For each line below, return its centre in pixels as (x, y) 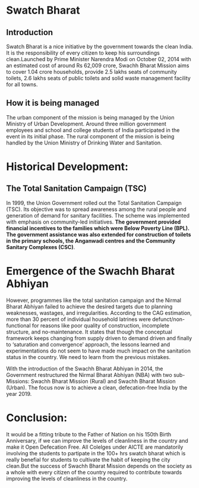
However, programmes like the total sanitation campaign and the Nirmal (94, 300)
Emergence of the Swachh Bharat (91, 271)
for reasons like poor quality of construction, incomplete (100, 325)
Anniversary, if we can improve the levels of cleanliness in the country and (97, 440)
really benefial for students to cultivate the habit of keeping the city (88, 459)
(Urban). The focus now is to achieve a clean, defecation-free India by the (97, 388)
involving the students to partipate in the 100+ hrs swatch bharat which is (96, 453)
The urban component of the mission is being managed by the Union (90, 117)
